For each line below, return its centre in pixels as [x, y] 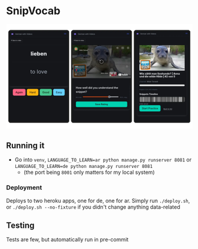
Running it [25, 145]
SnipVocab [33, 11]
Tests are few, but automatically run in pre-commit [67, 240]
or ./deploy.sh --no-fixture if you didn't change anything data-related [93, 207]
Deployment [24, 187]
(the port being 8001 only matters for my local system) [89, 172]
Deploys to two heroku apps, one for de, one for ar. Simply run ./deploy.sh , [98, 201]
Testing [20, 225]
